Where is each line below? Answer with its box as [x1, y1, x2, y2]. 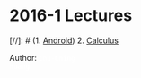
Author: [9, 52, 38, 63]
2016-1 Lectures [9, 5, 133, 26]
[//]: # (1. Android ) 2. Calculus [9, 35, 119, 46]
